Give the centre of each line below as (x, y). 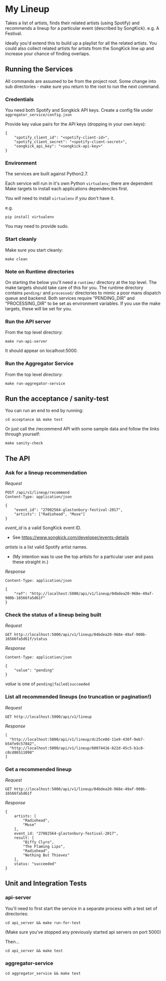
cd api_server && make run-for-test (43, 923)
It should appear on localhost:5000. (42, 350)
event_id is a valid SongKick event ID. (43, 528)
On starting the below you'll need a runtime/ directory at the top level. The (81, 282)
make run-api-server (27, 342)
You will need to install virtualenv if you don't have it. (60, 198)
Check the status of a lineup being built (53, 615)
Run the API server (28, 321)
